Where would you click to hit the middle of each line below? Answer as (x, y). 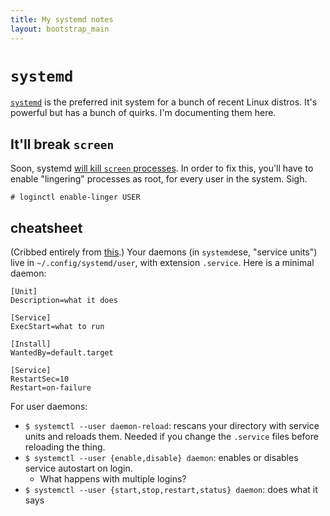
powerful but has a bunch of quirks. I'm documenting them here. (143, 113)
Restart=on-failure (51, 388)
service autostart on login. (78, 468)
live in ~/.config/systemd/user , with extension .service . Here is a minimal (162, 263)
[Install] (31, 344)
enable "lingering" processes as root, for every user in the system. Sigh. (159, 179)
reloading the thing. (65, 447)
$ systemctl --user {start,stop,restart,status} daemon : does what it (171, 490)
